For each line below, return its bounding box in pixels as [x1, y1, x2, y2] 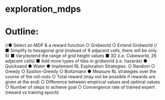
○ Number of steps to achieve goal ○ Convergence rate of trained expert [5, 84, 155, 90]
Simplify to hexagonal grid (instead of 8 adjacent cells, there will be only [10, 48, 157, 54]
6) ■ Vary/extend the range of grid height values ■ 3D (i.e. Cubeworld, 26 [5, 53, 157, 59]
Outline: [5, 26, 39, 37]
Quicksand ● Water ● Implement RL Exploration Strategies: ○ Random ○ [5, 63, 156, 69]
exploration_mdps [5, 3, 82, 15]
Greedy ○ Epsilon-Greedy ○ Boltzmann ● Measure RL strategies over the [5, 68, 157, 74]
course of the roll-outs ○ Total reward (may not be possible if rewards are [5, 74, 156, 80]
